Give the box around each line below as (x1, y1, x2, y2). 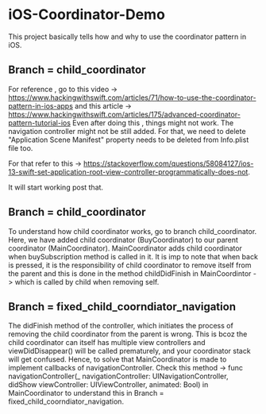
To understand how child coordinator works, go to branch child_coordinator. (8, 226, 257, 236)
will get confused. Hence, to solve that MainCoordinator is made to (8, 355, 227, 364)
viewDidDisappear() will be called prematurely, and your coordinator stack (8, 347, 252, 356)
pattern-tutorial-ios (8, 117, 71, 128)
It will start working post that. (8, 182, 104, 192)
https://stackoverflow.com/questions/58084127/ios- (83, 159, 254, 168)
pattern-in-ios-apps (8, 101, 74, 110)
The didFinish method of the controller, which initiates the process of (8, 321, 234, 331)
